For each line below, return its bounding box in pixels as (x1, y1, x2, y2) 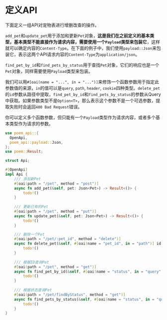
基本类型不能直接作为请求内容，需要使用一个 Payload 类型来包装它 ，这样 (13, 38, 161, 45)
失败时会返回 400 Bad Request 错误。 (9, 103, 83, 110)
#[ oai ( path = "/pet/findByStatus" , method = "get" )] (14, 292, 126, 297)
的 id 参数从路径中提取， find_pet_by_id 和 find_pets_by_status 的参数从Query (5, 91, 162, 97)
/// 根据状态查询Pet (14, 288, 52, 293)
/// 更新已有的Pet (14, 204, 49, 210)
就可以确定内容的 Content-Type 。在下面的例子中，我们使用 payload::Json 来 (5, 45, 157, 51)
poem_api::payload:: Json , (9, 140, 64, 145)
